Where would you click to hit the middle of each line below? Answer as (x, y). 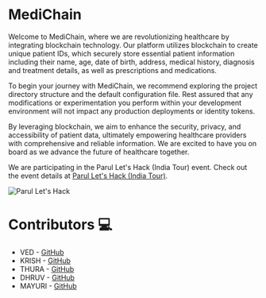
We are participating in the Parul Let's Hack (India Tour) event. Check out (128, 167)
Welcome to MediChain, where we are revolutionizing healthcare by (119, 37)
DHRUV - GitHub (47, 277)
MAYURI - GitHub (48, 286)
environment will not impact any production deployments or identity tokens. (132, 111)
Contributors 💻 (60, 225)
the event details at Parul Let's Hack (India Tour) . (88, 176)
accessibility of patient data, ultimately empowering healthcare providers (127, 135)
